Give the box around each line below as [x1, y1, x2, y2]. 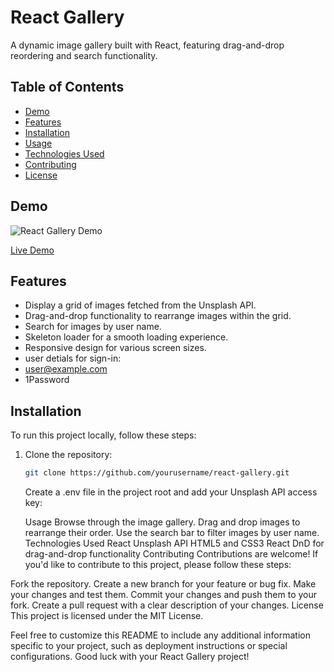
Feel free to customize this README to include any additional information [10, 629, 311, 641]
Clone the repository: [24, 449, 113, 461]
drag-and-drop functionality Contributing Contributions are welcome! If [24, 548, 319, 560]
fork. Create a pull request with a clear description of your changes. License [10, 599, 324, 611]
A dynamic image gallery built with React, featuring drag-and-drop [10, 39, 285, 51]
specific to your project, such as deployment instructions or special [10, 640, 288, 652]
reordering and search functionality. [10, 49, 158, 61]
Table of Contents [10, 79, 125, 96]
